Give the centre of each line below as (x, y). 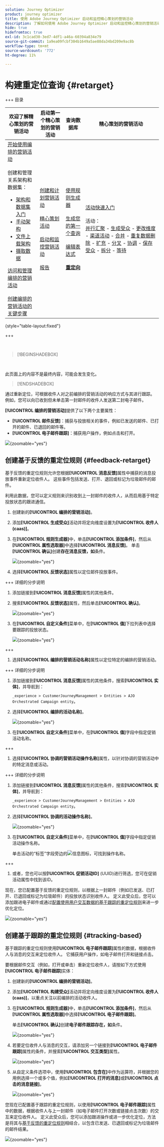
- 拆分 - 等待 (112, 250)
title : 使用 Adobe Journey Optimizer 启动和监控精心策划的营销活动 (69, 19)
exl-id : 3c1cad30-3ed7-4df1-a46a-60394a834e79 (53, 37)
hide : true (16, 28)
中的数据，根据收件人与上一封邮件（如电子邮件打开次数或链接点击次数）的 (80, 1111)
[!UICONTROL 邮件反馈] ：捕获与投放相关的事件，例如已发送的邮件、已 (83, 421)
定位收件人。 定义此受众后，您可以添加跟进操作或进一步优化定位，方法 (85, 1117)
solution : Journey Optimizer (35, 10)
